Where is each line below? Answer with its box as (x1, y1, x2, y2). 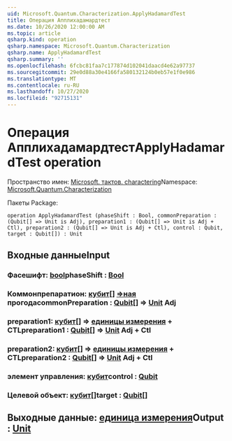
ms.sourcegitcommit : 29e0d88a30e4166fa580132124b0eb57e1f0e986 (7, 68, 196, 75)
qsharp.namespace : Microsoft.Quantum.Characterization (7, 43, 171, 50)
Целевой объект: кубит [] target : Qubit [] (7, 390, 148, 400)
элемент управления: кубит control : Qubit (7, 371, 159, 381)
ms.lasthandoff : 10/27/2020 (7, 88, 89, 95)
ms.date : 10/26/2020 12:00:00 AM (7, 23, 105, 30)
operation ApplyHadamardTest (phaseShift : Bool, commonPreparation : (7, 212, 217, 219)
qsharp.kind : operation (7, 36, 77, 43)
